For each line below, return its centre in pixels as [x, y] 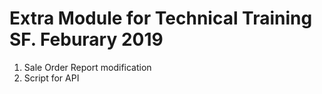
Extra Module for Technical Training [161, 18]
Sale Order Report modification [87, 67]
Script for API [51, 78]
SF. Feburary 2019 [86, 39]
